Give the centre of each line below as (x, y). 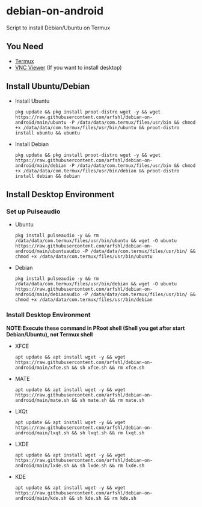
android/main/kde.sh (41, 498)
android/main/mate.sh (42, 400)
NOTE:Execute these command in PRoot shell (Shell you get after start (96, 328)
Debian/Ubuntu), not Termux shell (50, 334)
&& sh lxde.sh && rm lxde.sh (108, 466)
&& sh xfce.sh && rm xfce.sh (108, 368)
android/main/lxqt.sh (42, 433)
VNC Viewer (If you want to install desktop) (68, 67)
